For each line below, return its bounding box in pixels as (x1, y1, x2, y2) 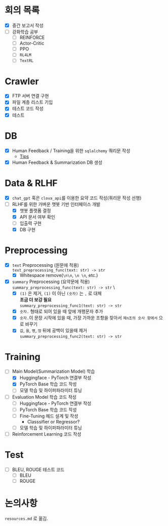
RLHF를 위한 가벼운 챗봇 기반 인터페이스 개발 (12, 201, 101, 207)
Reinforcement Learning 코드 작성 (12, 431, 81, 437)
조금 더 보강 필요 (19, 297, 52, 303)
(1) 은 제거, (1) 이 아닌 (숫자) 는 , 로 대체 (19, 290, 102, 297)
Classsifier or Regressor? (27, 418, 80, 425)
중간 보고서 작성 (12, 22, 44, 28)
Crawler (5, 76, 39, 87)
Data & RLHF (5, 177, 58, 189)
